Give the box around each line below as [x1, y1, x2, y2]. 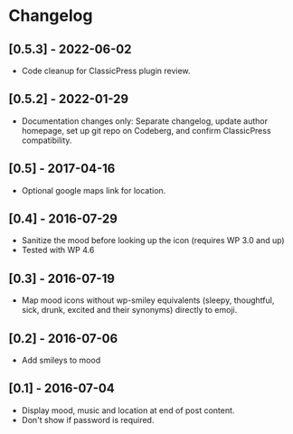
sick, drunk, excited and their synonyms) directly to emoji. [21, 305, 238, 316]
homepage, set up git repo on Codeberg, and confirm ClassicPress [21, 125, 272, 136]
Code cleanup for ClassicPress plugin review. [21, 65, 191, 76]
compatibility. [21, 135, 72, 146]
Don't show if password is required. [21, 414, 155, 425]
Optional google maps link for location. [21, 184, 166, 195]
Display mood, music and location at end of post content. [21, 404, 235, 416]
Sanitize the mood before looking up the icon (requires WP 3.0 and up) [21, 235, 286, 246]
